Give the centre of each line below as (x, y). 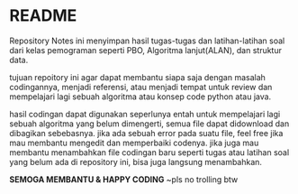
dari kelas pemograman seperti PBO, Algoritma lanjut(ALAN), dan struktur (145, 50)
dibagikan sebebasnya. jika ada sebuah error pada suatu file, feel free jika (146, 133)
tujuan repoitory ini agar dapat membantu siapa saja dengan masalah (137, 77)
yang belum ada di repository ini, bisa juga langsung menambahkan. (136, 162)
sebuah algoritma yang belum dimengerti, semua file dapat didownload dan (149, 124)
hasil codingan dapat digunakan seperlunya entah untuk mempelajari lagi (145, 114)
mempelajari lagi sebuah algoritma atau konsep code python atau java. (140, 97)
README (43, 16)
